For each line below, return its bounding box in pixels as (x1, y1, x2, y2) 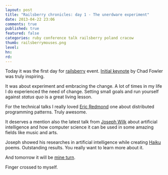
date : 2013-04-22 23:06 (5, 17, 55, 22)
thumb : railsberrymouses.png (5, 40, 66, 45)
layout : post (5, 7, 33, 13)
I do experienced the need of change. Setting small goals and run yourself (5, 89, 159, 95)
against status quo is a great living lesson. (5, 94, 93, 100)
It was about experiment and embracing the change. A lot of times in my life (5, 83, 162, 89)
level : (5, 45, 19, 50)
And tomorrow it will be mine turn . (5, 154, 75, 160)
